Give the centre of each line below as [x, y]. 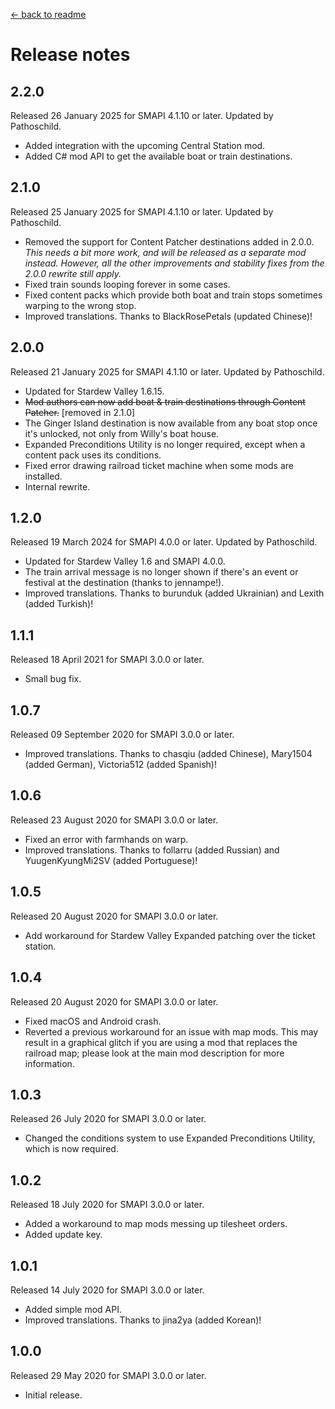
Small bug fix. [53, 679]
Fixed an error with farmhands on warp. [106, 839]
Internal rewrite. [57, 486]
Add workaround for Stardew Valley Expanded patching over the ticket [170, 935]
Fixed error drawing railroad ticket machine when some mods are [159, 465]
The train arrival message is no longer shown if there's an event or [161, 572]
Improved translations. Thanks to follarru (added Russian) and [152, 850]
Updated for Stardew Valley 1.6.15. [94, 391]
